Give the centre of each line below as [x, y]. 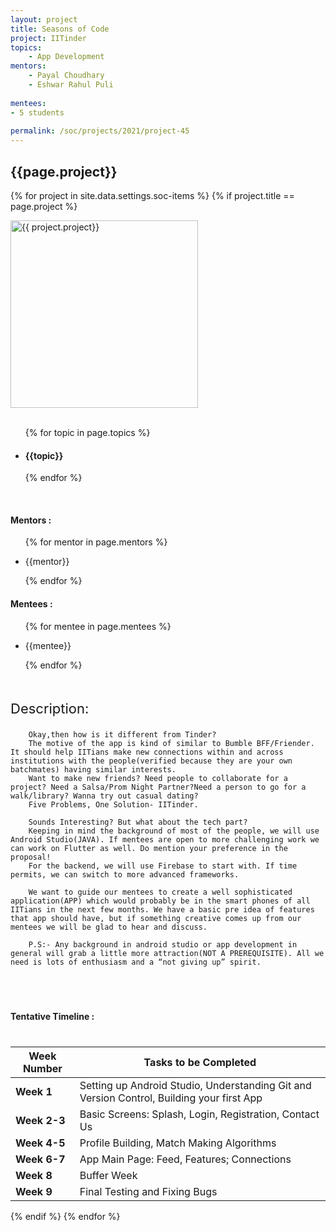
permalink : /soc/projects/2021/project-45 [100, 131]
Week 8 [34, 1175]
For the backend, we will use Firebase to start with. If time [163, 866]
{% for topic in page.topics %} [87, 432]
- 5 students [37, 112]
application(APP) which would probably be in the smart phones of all [160, 901]
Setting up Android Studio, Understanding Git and [195, 1085]
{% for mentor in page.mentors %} [96, 542]
